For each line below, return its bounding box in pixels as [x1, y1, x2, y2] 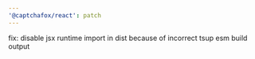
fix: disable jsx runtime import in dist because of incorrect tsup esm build [8, 33, 248, 42]
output [8, 41, 30, 51]
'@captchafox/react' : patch [8, 11, 102, 20]
